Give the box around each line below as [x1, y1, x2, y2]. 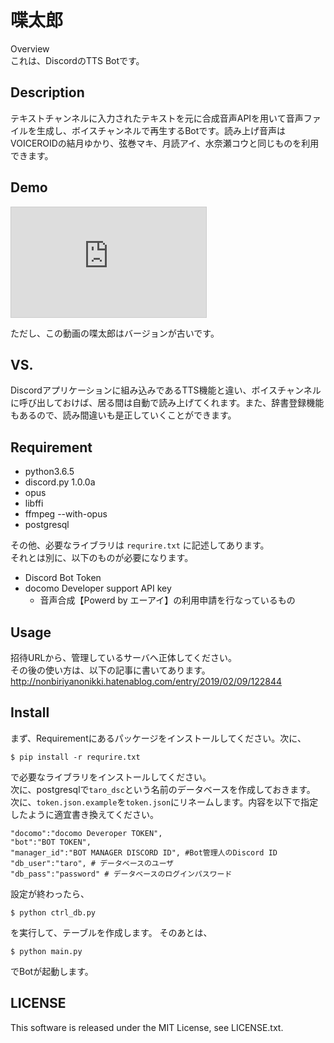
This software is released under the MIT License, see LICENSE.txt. [10, 1021, 284, 1033]
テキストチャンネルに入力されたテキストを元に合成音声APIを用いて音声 [10, 112, 304, 124]
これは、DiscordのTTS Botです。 [10, 54, 145, 66]
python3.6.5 [24, 466, 75, 478]
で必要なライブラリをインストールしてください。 [10, 771, 212, 783]
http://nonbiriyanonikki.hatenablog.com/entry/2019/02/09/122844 [10, 676, 283, 687]
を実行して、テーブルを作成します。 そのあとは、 [10, 926, 213, 938]
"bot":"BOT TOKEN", [10, 837, 92, 847]
